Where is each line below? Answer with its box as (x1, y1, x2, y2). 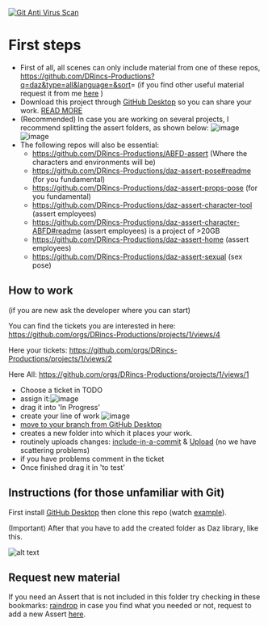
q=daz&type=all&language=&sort (19, 79, 132, 89)
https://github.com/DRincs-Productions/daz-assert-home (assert (31, 235, 249, 244)
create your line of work (19, 411, 100, 421)
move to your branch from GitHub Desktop (19, 419, 162, 429)
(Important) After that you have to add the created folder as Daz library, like (8, 522, 259, 533)
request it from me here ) (19, 88, 103, 98)
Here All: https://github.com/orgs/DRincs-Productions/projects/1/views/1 (8, 369, 249, 379)
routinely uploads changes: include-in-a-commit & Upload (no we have (19, 437, 257, 446)
